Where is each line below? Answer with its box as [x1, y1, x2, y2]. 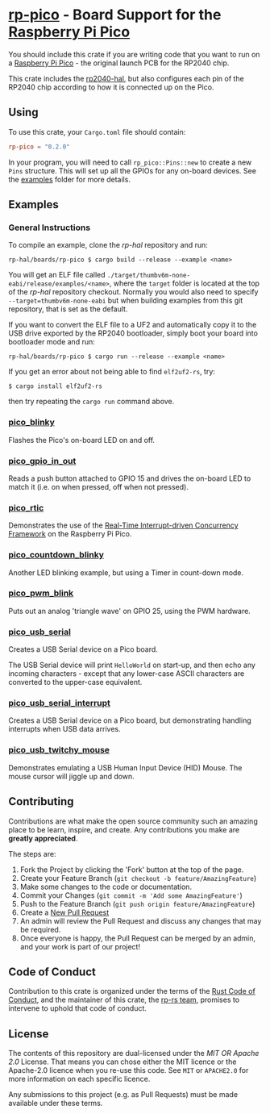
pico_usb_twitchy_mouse [8, 745, 110, 756]
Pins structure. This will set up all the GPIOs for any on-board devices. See [8, 165, 256, 175]
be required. [19, 924, 61, 934]
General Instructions [8, 222, 91, 233]
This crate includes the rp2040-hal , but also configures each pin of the [8, 73, 244, 83]
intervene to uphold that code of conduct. [8, 1003, 147, 1013]
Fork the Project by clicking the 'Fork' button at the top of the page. [19, 865, 244, 874]
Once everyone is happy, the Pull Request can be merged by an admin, [19, 933, 256, 943]
